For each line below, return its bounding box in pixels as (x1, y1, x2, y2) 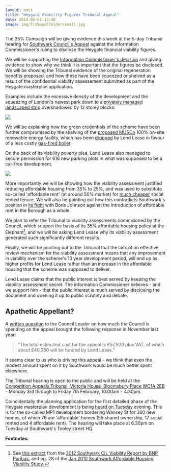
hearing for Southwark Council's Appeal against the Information (5, 41, 139, 48)
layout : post (5, 7, 33, 13)
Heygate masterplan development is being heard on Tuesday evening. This (5, 404, 162, 410)
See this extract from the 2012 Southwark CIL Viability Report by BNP (12, 450, 158, 456)
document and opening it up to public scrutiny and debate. (5, 292, 128, 298)
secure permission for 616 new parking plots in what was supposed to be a (5, 155, 163, 161)
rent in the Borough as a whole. (5, 207, 71, 214)
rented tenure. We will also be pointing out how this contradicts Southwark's (5, 197, 165, 203)
